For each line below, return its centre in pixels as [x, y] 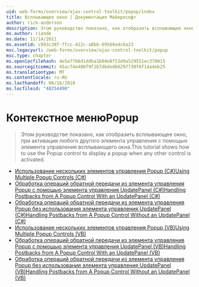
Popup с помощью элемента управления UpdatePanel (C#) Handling [100, 189]
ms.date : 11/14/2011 [32, 39]
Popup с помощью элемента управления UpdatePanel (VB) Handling [100, 246]
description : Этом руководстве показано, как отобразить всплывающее [94, 28]
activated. [33, 159]
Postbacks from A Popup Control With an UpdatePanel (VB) [87, 253]
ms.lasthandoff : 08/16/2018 [41, 83]
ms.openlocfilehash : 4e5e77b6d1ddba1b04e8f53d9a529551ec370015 [86, 61]
